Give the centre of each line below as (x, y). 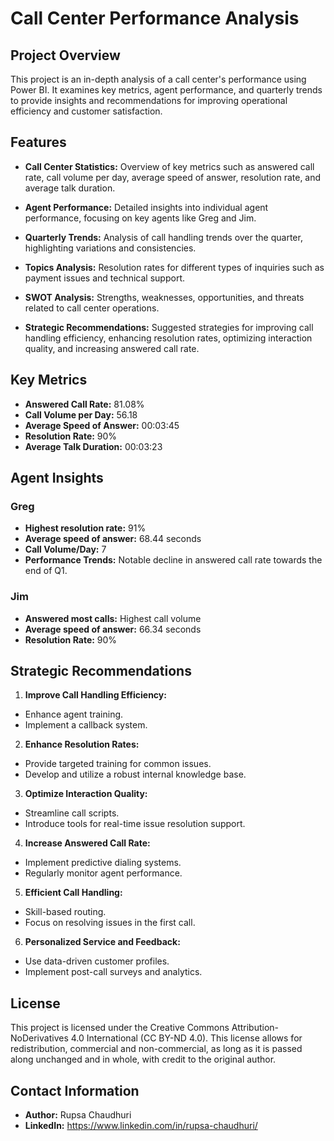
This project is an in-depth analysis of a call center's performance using (158, 79)
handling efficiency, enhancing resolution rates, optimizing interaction (168, 338)
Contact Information (75, 1090)
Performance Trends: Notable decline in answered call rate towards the (173, 560)
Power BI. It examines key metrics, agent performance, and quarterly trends (166, 90)
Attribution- (255, 1028)
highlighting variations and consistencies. (110, 248)
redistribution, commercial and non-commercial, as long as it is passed (156, 1049)
